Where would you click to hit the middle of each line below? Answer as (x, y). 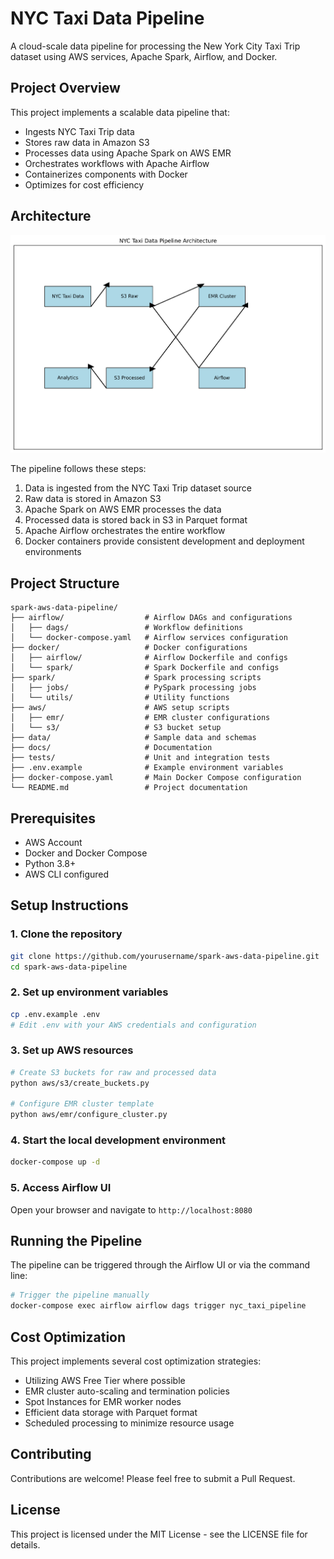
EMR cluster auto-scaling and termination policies (127, 1391)
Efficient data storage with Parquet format (111, 1412)
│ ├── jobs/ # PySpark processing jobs (133, 688)
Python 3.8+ (50, 863)
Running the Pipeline (76, 1241)
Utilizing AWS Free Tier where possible (105, 1380)
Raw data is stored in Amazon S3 (93, 499)
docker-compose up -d (55, 1162)
